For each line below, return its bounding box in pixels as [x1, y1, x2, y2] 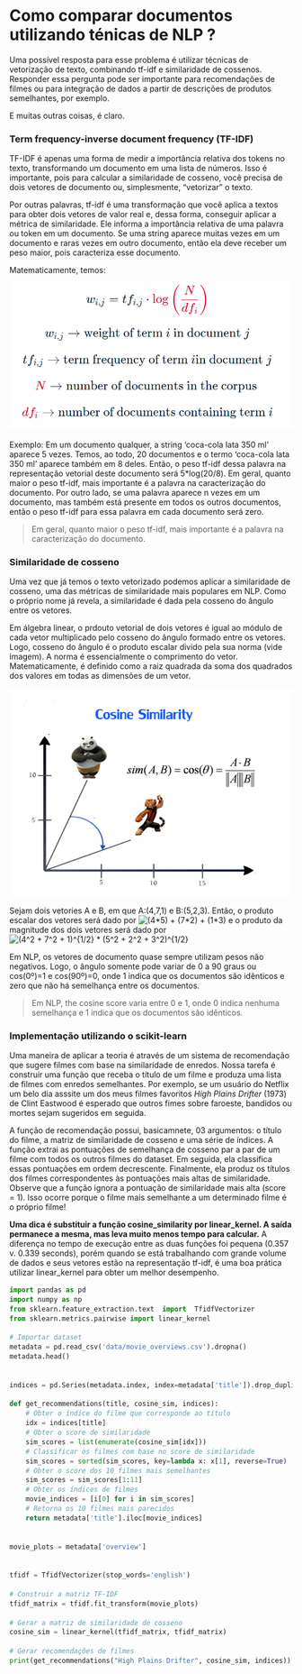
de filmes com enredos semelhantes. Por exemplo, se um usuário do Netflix [9, 1078, 289, 1089]
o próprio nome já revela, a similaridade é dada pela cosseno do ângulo [9, 596, 274, 607]
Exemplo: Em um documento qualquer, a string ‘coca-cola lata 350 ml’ [9, 439, 270, 450]
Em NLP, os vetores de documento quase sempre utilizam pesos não [9, 951, 264, 962]
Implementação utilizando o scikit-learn [9, 1029, 187, 1042]
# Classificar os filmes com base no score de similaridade [25, 1447, 255, 1456]
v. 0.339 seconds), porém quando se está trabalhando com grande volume [9, 1248, 287, 1258]
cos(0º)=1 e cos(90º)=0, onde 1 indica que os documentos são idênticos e [9, 970, 285, 981]
